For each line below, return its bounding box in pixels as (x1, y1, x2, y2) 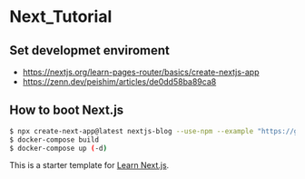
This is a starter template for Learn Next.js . (9, 160, 170, 171)
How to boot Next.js (9, 103, 124, 118)
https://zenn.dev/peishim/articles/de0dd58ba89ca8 (22, 76, 217, 87)
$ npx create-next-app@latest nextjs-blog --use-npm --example (9, 126, 254, 135)
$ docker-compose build (9, 134, 100, 144)
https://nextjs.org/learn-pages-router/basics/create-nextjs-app (22, 66, 261, 77)
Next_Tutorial (9, 6, 113, 27)
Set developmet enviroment (9, 43, 171, 58)
